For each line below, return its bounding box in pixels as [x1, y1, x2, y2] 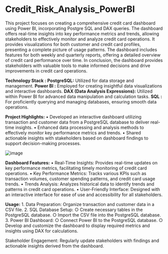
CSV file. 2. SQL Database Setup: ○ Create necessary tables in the [5, 206, 143, 212]
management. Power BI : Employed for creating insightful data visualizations [5, 82, 162, 88]
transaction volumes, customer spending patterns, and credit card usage [5, 175, 155, 181]
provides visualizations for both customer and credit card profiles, [5, 41, 141, 47]
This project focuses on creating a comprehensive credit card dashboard [5, 20, 156, 26]
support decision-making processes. [5, 140, 81, 146]
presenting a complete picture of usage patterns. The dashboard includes [5, 46, 157, 52]
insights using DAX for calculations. [5, 227, 78, 233]
